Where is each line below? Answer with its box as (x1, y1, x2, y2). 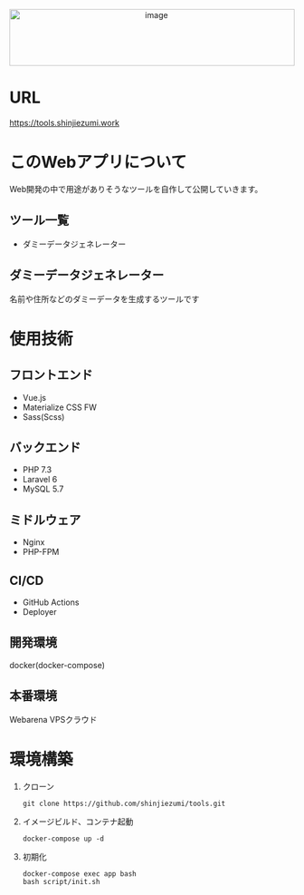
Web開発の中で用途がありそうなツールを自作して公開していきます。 (9, 183, 263, 194)
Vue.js (22, 392, 47, 403)
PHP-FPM (22, 547, 60, 558)
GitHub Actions (22, 597, 80, 608)
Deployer (22, 606, 57, 617)
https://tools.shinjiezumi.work (9, 117, 120, 128)
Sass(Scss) (22, 411, 65, 422)
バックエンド (9, 440, 81, 455)
